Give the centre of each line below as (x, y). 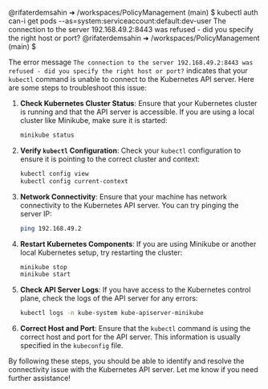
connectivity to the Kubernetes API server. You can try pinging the (129, 205)
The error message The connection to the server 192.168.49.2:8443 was (131, 62)
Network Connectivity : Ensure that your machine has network (123, 196)
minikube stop (43, 267)
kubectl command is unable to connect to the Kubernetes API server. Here (131, 79)
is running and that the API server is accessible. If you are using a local (137, 112)
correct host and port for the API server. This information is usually (130, 337)
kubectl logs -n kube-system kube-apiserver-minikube (112, 313)
